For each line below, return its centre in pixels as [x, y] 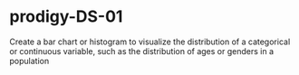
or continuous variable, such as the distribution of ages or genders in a [142, 51]
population [29, 61]
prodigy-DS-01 [66, 17]
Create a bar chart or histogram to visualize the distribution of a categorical [150, 42]
